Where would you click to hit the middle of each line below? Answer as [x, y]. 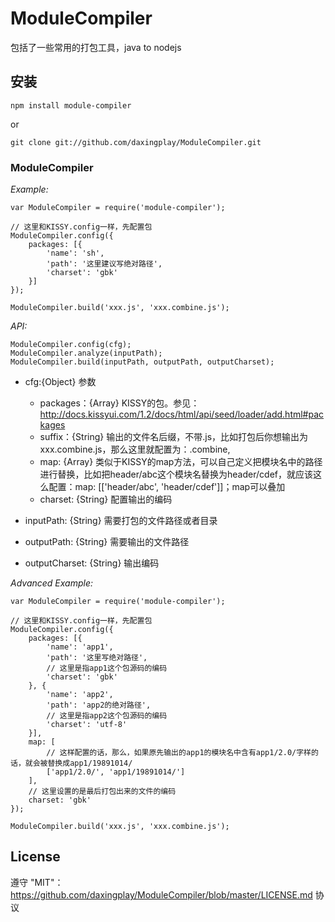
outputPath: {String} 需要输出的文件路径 [107, 542]
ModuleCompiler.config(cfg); [71, 345]
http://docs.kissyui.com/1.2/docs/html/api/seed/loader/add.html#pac [182, 414]
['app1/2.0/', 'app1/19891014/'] [116, 772]
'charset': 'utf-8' [87, 725]
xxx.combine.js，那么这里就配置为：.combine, [135, 449]
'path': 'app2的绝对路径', [99, 705]
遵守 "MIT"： [37, 882]
